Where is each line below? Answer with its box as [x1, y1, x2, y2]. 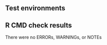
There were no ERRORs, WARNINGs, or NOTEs [5, 34, 102, 40]
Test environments [5, 4, 65, 12]
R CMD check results [5, 21, 72, 29]
